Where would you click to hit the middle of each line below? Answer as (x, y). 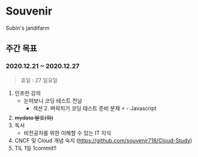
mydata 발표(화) (34, 118)
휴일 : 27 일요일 (39, 80)
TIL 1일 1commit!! (36, 148)
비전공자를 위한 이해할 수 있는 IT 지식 (67, 133)
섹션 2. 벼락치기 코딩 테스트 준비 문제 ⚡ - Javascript (94, 108)
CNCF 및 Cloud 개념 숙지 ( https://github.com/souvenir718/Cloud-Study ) (103, 140)
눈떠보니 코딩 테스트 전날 (53, 101)
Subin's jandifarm (28, 28)
